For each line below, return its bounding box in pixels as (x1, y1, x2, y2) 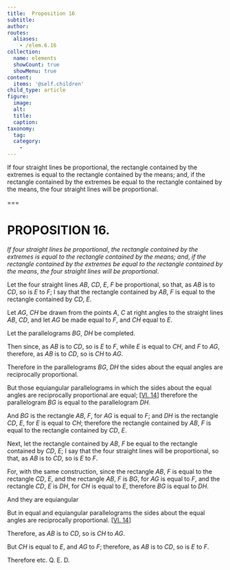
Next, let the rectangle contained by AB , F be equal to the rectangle (7, 439, 198, 448)
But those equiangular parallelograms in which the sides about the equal (7, 383, 211, 392)
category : (13, 138, 41, 145)
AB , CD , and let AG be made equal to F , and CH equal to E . (7, 316, 173, 324)
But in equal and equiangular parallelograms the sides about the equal (7, 508, 205, 516)
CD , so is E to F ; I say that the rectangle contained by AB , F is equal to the (7, 287, 216, 296)
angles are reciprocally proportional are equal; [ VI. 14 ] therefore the (7, 391, 198, 399)
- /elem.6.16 (19, 42, 57, 49)
